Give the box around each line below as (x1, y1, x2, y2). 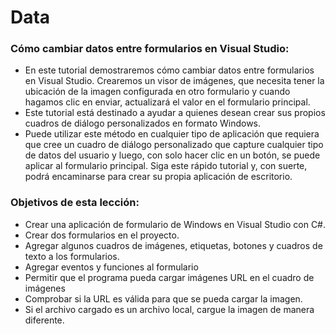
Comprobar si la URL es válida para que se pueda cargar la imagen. (24, 292, 303, 305)
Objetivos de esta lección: (10, 196, 140, 210)
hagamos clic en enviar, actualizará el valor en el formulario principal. (24, 96, 311, 108)
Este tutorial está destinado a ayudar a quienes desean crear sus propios (24, 107, 326, 119)
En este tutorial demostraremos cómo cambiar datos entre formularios (24, 64, 315, 76)
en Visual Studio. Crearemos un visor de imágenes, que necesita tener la (24, 75, 325, 87)
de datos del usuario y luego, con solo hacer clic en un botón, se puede (24, 149, 321, 161)
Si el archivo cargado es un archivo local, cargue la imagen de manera (24, 303, 315, 315)
